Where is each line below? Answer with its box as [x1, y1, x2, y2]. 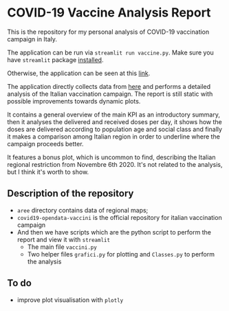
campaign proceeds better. [7, 139, 84, 148]
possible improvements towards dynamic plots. [7, 97, 141, 105]
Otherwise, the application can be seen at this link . [7, 69, 151, 77]
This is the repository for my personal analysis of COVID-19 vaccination [7, 28, 210, 36]
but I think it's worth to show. [7, 168, 89, 176]
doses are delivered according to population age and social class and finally [7, 125, 222, 133]
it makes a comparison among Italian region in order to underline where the [7, 132, 220, 141]
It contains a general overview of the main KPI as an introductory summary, [7, 110, 221, 119]
